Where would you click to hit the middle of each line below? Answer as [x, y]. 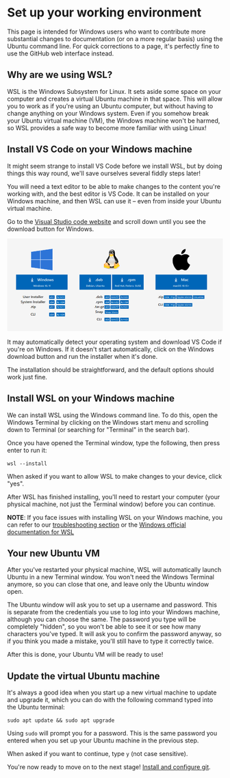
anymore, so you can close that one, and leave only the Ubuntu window [108, 584]
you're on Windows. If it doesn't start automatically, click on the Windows [111, 349]
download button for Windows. [51, 229]
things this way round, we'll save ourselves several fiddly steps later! [104, 173]
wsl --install [27, 464]
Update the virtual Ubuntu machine [84, 676]
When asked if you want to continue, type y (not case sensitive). [98, 754]
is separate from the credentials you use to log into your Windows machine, [114, 612]
